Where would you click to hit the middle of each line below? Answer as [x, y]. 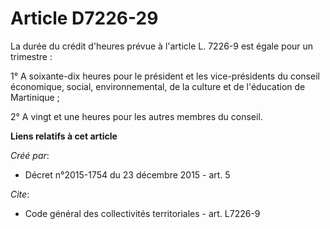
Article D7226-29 [84, 18]
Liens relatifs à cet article [64, 136]
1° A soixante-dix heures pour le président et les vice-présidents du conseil [165, 76]
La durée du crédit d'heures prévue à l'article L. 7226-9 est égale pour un [162, 46]
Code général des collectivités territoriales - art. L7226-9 [142, 213]
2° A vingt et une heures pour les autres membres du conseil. [136, 116]
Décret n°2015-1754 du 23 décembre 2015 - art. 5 [127, 174]
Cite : [20, 194]
